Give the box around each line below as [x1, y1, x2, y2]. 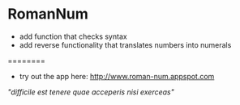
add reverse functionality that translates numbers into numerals [19, 40, 232, 49]
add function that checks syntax [19, 31, 127, 41]
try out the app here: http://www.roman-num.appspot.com [19, 71, 215, 81]
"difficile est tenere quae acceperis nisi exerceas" [7, 86, 175, 97]
